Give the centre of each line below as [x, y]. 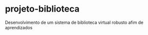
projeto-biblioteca [42, 9]
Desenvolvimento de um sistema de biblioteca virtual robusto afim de [74, 22]
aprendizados [19, 27]
